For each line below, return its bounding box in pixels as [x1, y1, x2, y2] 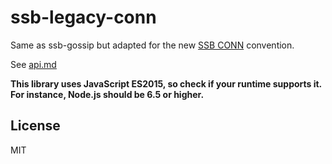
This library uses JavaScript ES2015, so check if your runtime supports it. [10, 77, 322, 90]
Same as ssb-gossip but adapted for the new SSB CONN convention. [10, 39, 295, 51]
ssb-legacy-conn [10, 6, 157, 29]
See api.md [10, 58, 57, 70]
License [10, 117, 61, 135]
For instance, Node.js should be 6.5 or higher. [10, 88, 205, 100]
